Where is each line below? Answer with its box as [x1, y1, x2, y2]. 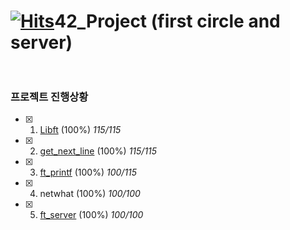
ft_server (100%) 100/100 [39, 209, 144, 221]
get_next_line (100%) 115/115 [39, 145, 158, 157]
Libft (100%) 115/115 [39, 124, 122, 136]
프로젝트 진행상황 [10, 90, 89, 104]
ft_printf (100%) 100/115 [39, 166, 138, 179]
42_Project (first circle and [54, 10, 281, 33]
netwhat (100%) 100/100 [39, 188, 141, 200]
